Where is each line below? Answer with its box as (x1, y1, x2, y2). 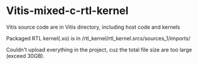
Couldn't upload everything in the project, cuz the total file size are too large (6, 46, 193, 53)
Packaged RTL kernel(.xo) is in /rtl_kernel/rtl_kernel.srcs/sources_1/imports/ (6, 35, 191, 42)
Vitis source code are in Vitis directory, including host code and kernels (6, 23, 180, 30)
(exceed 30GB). (6, 52, 45, 59)
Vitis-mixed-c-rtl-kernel (6, 4, 129, 18)
